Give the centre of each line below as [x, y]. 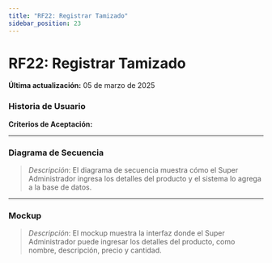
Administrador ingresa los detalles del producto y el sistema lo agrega [144, 179]
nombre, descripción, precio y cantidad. [95, 250]
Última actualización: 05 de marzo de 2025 [82, 86]
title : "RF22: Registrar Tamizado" [68, 16]
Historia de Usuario [47, 106]
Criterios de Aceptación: [51, 124]
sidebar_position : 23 [45, 23]
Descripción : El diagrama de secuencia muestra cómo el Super [133, 170]
